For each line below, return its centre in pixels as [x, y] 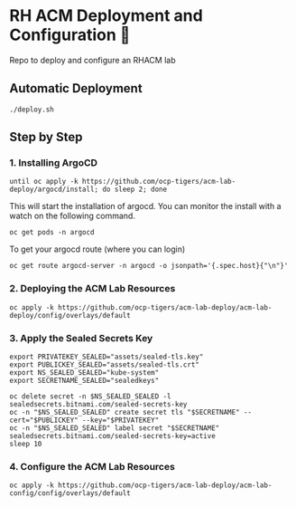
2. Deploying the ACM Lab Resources [92, 289]
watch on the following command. [72, 216]
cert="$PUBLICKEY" [44, 421]
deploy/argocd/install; [54, 190]
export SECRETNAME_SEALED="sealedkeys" [84, 381]
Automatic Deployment [76, 88]
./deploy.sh [32, 110]
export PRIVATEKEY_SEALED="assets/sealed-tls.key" [106, 357]
